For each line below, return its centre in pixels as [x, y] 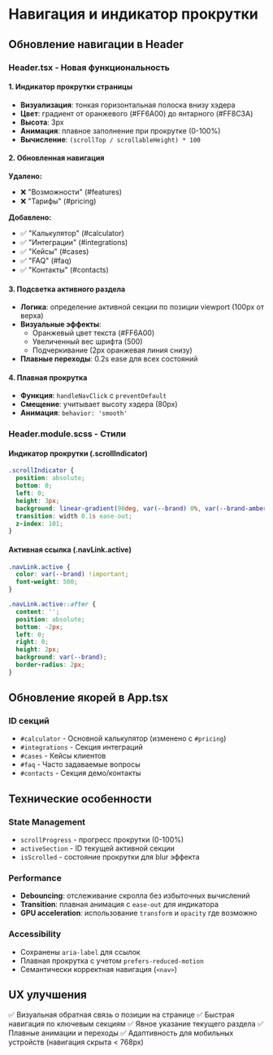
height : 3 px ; [38, 501]
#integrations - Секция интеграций [82, 747]
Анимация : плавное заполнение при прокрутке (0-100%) [120, 130]
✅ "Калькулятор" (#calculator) [72, 233]
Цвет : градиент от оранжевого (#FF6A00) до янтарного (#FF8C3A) [136, 113]
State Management [47, 821]
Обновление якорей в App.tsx [89, 698]
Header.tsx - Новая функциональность [89, 68]
